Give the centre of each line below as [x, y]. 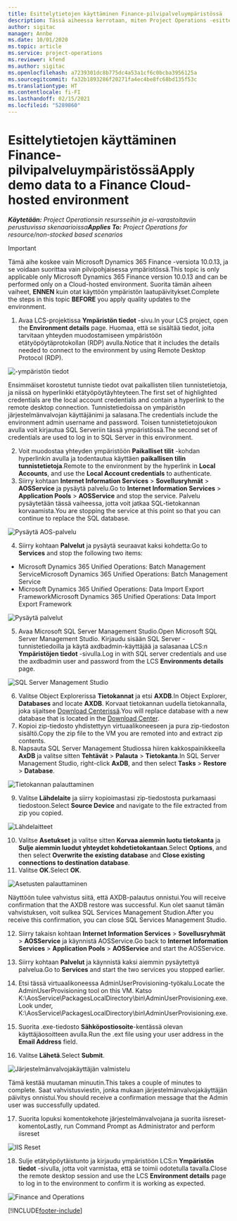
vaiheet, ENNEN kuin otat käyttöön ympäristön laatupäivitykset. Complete [114, 291]
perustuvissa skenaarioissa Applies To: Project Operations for [98, 227]
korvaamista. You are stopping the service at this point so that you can [119, 510]
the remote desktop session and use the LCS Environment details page [122, 1175]
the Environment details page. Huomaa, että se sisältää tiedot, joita [116, 327]
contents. [32, 740]
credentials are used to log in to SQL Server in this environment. [101, 437]
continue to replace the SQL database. [74, 518]
